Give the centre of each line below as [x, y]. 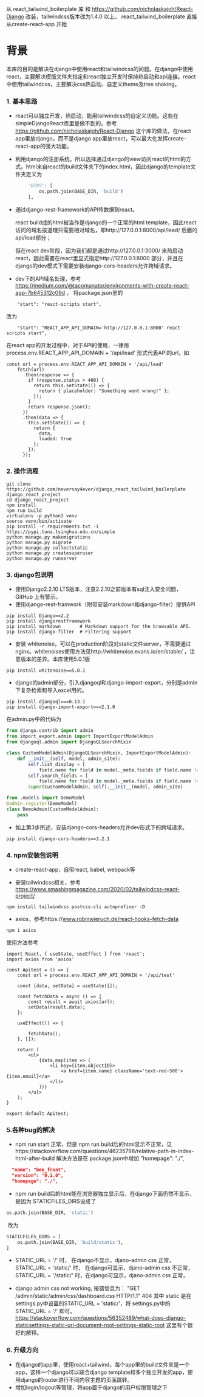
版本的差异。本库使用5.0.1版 [55, 659]
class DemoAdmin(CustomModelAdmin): [53, 809]
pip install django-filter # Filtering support [69, 632]
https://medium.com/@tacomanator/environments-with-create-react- [102, 285]
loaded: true [55, 439]
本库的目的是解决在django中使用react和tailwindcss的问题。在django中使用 [100, 69]
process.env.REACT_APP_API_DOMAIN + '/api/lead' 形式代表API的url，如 [98, 353]
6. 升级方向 [22, 1350]
